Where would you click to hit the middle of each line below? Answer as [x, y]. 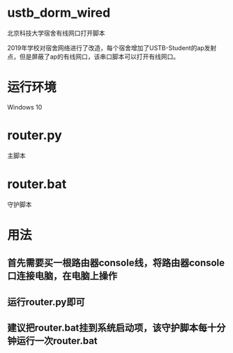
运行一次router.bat [57, 341]
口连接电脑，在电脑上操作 [62, 276]
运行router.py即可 [46, 302]
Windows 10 [25, 107]
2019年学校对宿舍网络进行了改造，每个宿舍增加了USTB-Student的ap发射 [112, 47]
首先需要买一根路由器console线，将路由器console [116, 263]
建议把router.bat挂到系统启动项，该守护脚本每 [107, 328]
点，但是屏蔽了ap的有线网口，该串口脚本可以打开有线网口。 [93, 57]
